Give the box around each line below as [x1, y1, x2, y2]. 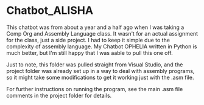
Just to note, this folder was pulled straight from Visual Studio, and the [6, 61, 183, 68]
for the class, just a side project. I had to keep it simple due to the [6, 36, 171, 43]
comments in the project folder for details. [6, 92, 112, 99]
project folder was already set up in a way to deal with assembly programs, [6, 67, 195, 74]
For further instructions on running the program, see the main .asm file [6, 85, 183, 92]
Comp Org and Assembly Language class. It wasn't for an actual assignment [6, 30, 199, 37]
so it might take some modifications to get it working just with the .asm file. [6, 74, 194, 81]
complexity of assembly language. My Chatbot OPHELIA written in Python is [6, 43, 197, 50]
